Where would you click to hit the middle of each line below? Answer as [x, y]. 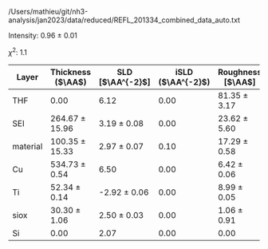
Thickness [71, 72]
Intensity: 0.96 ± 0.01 [43, 36]
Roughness [240, 72]
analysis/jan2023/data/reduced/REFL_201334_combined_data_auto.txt [124, 20]
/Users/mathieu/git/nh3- [48, 12]
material [28, 146]
